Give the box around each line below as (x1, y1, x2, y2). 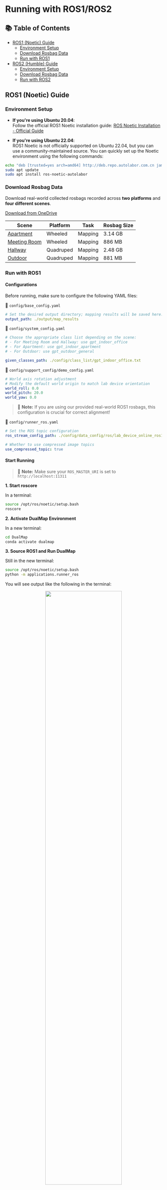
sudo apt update (5, 168, 39, 172)
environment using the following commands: (12, 153, 103, 159)
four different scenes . (5, 200, 51, 206)
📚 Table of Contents (5, 24, 71, 32)
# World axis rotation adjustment (5, 376, 77, 381)
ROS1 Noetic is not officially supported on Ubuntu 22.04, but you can (12, 143, 154, 149)
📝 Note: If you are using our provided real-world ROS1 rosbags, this (17, 404, 156, 410)
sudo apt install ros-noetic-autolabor (5, 172, 88, 177)
